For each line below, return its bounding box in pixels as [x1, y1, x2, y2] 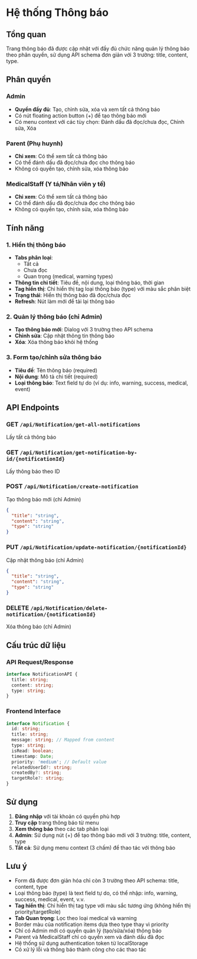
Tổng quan [6, 29, 47, 40]
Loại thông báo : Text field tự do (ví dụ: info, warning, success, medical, [14, 379, 189, 386]
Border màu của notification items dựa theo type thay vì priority [14, 921, 169, 928]
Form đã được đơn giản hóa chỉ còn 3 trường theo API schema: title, [14, 876, 179, 884]
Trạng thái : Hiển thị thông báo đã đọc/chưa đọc [14, 291, 132, 298]
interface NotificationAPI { [6, 671, 78, 677]
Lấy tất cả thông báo [6, 433, 57, 441]
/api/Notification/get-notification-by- [19, 449, 137, 456]
